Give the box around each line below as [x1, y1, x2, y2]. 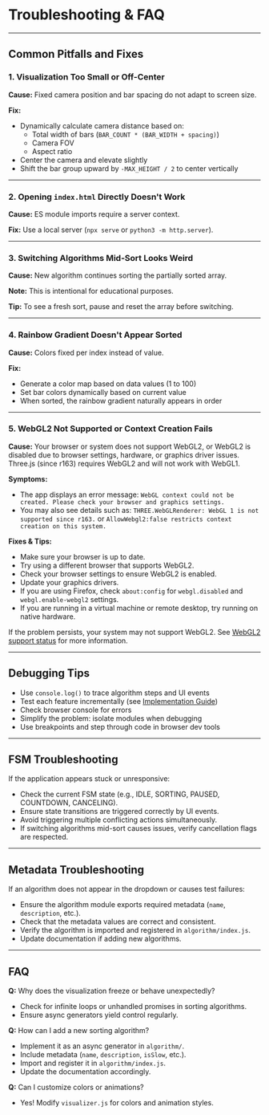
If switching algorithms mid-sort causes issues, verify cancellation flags [19, 824, 258, 833]
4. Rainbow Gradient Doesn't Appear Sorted [8, 329, 183, 340]
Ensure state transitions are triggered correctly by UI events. [19, 807, 219, 816]
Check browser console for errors [19, 705, 132, 714]
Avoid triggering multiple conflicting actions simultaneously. [19, 815, 218, 824]
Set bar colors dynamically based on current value [19, 387, 187, 397]
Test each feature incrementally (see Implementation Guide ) [19, 696, 219, 706]
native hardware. [19, 612, 76, 621]
